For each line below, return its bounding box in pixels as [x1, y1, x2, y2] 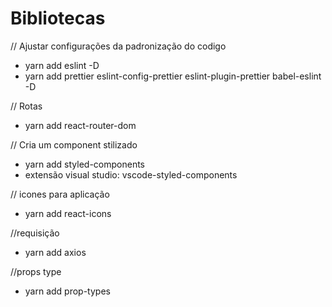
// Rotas [10, 100, 43, 112]
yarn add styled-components [24, 158, 146, 170]
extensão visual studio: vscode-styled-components [24, 168, 238, 181]
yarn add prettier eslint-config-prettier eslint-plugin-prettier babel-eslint [24, 70, 322, 82]
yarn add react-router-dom [24, 119, 137, 131]
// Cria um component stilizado [10, 138, 138, 151]
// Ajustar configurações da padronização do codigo [10, 40, 227, 52]
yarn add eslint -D [24, 59, 100, 71]
